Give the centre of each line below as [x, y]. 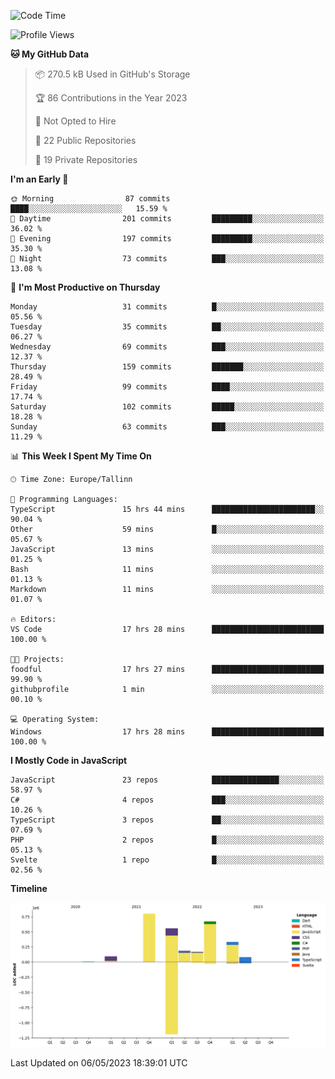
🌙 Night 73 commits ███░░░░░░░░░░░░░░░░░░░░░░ [167, 259]
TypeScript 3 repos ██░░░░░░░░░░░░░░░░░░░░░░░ [167, 820]
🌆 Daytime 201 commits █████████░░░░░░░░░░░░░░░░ [167, 219]
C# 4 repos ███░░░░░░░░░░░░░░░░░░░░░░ [167, 800]
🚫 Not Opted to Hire [75, 121]
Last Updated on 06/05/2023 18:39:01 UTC [99, 1063]
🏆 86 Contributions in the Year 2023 [111, 98]
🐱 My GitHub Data [50, 54]
